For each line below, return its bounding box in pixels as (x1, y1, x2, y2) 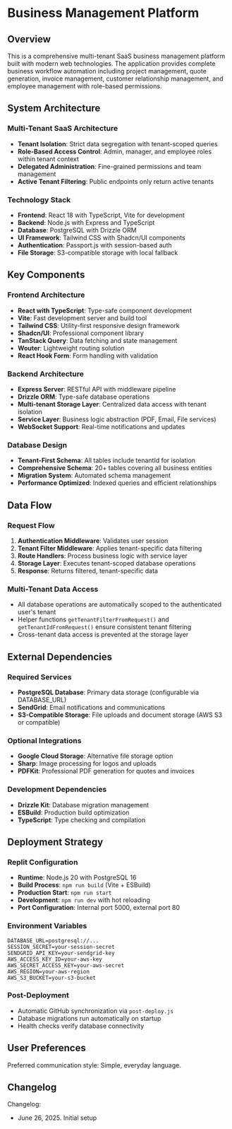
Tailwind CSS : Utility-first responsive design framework (17, 321, 180, 329)
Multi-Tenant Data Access (7, 584, 99, 594)
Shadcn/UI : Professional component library (17, 329, 145, 337)
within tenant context (17, 154, 80, 163)
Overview (7, 33, 51, 45)
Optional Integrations (7, 735, 82, 745)
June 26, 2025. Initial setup (17, 1113, 97, 1122)
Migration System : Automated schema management (17, 472, 171, 480)
